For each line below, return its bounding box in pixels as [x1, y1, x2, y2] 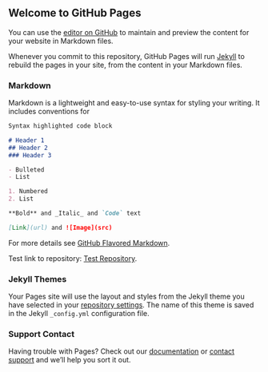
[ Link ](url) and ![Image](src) [8, 224, 113, 232]
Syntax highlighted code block [8, 122, 113, 130]
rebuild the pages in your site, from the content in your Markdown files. [8, 60, 242, 69]
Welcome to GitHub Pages [8, 6, 142, 20]
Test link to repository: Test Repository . [8, 253, 138, 263]
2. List [8, 195, 34, 203]
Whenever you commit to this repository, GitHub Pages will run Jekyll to [8, 51, 246, 61]
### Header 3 [8, 151, 52, 159]
